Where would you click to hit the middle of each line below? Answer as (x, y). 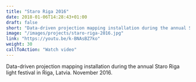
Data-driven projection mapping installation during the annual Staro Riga (93, 66)
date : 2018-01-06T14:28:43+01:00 (47, 17)
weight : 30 (19, 45)
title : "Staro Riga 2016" (37, 11)
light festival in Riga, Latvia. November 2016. (59, 72)
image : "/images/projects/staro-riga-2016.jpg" (65, 33)
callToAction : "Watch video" (41, 50)
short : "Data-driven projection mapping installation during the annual (96, 28)
